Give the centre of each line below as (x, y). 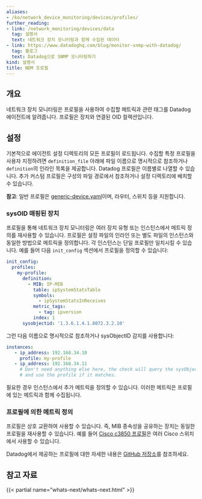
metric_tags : (49, 307)
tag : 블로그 (25, 51)
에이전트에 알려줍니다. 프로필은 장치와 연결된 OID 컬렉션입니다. (80, 117)
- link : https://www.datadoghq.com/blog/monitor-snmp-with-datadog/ (94, 46)
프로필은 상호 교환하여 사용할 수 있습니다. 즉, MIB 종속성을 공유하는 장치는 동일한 (101, 426)
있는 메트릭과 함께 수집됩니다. (47, 395)
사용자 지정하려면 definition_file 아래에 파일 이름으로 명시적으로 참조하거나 (97, 161)
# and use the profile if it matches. (68, 375)
